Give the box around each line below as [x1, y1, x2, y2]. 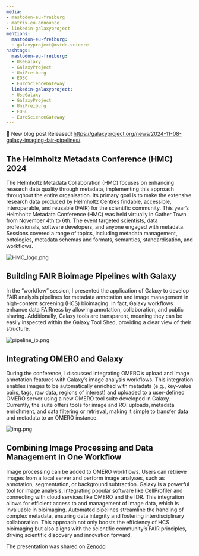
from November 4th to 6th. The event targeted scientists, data [6, 217, 159, 224]
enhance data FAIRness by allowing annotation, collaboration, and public [6, 306, 184, 313]
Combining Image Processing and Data [6, 443, 153, 453]
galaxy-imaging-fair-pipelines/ [6, 136, 81, 144]
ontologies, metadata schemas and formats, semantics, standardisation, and [6, 236, 193, 243]
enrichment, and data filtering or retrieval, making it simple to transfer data [6, 408, 188, 415]
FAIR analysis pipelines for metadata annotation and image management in [6, 293, 189, 300]
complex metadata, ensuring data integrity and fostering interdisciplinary [6, 512, 185, 519]
